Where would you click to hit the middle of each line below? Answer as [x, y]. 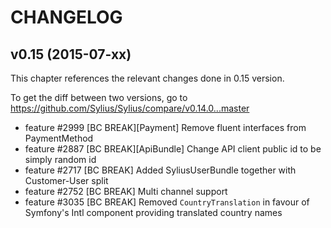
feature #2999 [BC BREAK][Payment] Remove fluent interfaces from [165, 127]
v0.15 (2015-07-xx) [71, 54]
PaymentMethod [59, 138]
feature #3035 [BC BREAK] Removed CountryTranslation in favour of [167, 202]
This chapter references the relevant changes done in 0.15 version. [147, 78]
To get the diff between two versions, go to [99, 97]
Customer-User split [66, 180]
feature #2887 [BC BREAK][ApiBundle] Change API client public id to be [173, 149]
